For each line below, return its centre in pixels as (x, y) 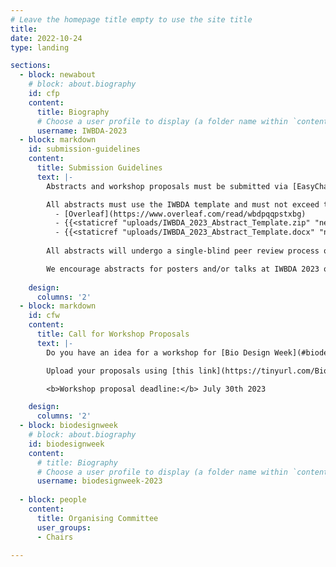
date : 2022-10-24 (46, 38)
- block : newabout (58, 75)
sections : (31, 66)
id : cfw (44, 316)
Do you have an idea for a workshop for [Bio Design (158, 352)
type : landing (40, 47)
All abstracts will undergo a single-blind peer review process (183, 251)
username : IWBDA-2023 (82, 131)
